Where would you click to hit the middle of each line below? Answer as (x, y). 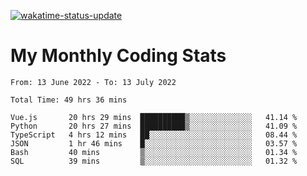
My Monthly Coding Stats (118, 56)
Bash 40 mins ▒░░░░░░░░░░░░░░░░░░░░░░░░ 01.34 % (154, 152)
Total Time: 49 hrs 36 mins (69, 100)
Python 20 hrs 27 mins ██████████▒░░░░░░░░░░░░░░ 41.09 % (154, 126)
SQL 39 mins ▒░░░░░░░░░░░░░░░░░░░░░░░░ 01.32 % (154, 161)
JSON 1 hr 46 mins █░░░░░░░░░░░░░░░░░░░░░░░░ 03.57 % (154, 143)
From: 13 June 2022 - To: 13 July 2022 (93, 82)
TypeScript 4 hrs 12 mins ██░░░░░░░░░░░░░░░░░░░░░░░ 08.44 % (154, 135)
